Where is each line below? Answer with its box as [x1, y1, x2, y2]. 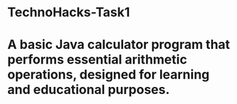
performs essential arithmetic [7, 52, 187, 68]
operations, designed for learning [7, 67, 210, 83]
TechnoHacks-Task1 [7, 4, 130, 21]
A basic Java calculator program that [7, 37, 231, 53]
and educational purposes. [7, 82, 170, 98]
